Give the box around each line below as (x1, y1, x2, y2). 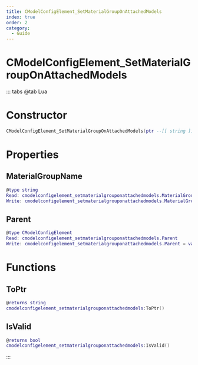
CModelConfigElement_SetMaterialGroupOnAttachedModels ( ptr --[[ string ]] (6, 128, 194, 134)
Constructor (6, 108, 68, 122)
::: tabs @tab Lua (6, 88, 48, 95)
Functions (6, 261, 56, 274)
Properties (6, 148, 59, 162)
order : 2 (6, 19, 28, 25)
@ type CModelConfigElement (6, 230, 72, 236)
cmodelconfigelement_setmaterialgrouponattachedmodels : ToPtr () (6, 305, 165, 311)
